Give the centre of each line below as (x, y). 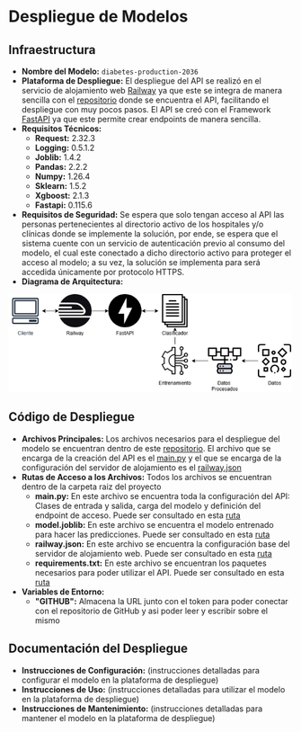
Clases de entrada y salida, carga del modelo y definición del (148, 505)
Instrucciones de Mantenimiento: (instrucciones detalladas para (142, 709)
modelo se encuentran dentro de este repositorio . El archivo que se (146, 448)
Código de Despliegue (72, 417)
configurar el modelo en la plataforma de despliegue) (120, 680)
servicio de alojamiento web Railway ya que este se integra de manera (152, 90)
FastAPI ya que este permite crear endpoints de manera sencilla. (141, 119)
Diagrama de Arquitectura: (72, 281)
